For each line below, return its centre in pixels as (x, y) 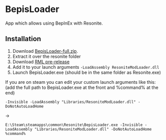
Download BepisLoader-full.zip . (45, 51)
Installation (23, 39)
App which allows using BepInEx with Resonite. (54, 23)
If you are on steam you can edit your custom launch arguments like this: (80, 82)
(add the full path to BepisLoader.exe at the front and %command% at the (82, 87)
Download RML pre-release (41, 62)
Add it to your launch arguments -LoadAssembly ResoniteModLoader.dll (86, 67)
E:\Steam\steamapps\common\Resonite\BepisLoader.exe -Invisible (74, 125)
